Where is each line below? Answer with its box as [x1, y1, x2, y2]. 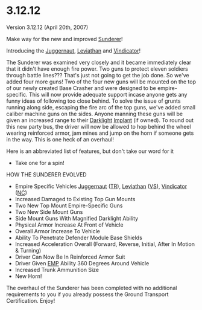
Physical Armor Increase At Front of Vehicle [14, 221, 124, 228]
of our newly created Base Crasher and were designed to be [6, 84, 157, 91]
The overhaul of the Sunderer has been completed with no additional [6, 284, 177, 291]
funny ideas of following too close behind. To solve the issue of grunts [6, 97, 181, 105]
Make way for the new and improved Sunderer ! [6, 35, 123, 42]
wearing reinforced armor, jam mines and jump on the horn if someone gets [6, 129, 194, 137]
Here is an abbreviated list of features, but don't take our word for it [6, 147, 174, 155]
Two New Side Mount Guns [14, 208, 83, 215]
